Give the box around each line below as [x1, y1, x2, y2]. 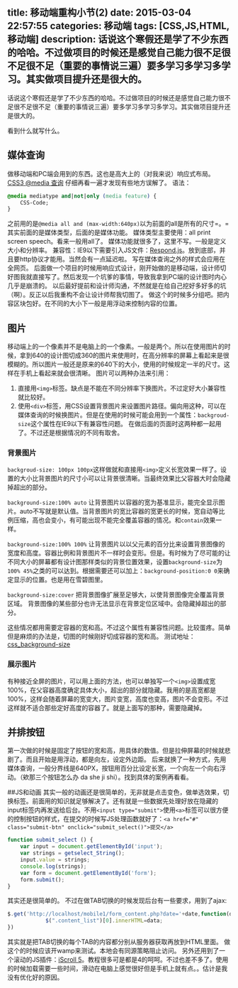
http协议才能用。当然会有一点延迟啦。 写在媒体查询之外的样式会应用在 [19, 255, 225, 264]
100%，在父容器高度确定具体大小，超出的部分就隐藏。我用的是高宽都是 [7, 685, 217, 694]
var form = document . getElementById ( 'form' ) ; [20, 869, 157, 876]
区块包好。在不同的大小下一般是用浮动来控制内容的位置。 [13, 299, 181, 308]
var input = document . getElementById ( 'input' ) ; [20, 843, 163, 850]
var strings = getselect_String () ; [20, 849, 125, 857]
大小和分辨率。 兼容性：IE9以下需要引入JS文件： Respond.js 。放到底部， [7, 246, 220, 254]
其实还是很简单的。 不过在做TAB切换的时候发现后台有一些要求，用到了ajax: [7, 896, 227, 905]
